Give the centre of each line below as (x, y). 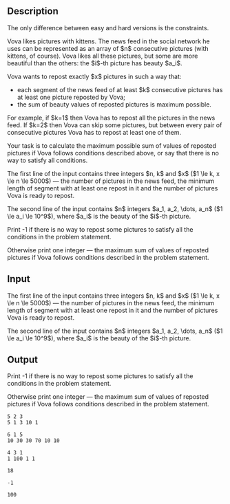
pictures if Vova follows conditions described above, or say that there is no (113, 153)
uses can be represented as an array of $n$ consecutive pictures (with (108, 48)
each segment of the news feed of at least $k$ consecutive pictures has (120, 89)
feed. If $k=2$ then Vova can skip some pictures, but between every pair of (115, 125)
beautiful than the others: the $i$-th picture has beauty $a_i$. (95, 63)
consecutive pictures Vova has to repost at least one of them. (94, 132)
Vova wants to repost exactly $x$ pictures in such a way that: (94, 76)
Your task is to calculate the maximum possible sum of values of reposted (112, 145)
